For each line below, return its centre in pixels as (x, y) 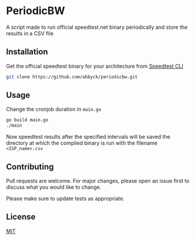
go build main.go (27, 120)
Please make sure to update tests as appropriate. (65, 199)
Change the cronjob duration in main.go (54, 109)
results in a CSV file (30, 33)
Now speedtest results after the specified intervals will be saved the (88, 137)
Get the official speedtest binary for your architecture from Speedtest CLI (95, 66)
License (21, 217)
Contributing (30, 167)
